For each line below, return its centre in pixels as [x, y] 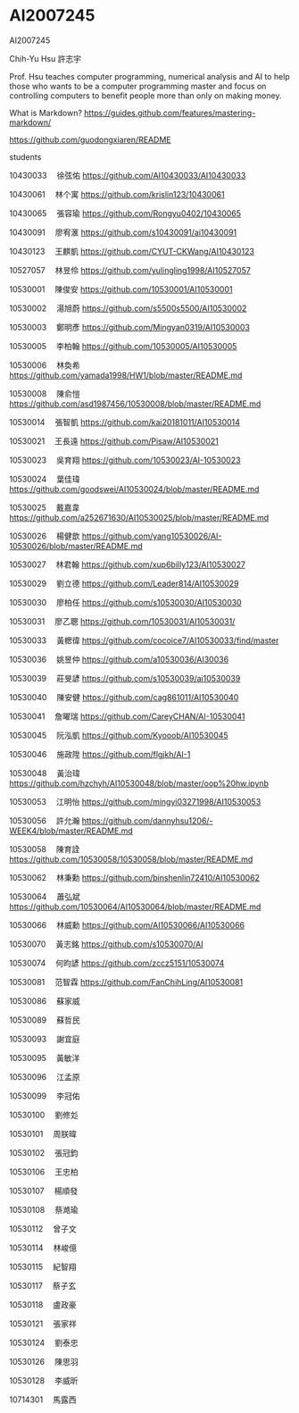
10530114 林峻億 [43, 1248]
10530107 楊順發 [44, 1191]
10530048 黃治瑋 [45, 773]
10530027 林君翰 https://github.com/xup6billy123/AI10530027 [127, 564]
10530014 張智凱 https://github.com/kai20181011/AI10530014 [125, 422]
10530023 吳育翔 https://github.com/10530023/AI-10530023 [125, 460]
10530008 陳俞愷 [45, 393]
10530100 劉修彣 [44, 1115]
